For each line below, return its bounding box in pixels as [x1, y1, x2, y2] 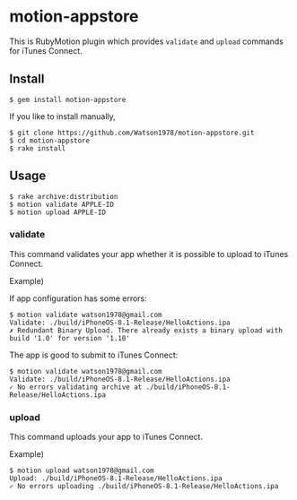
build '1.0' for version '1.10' [9, 333, 130, 342]
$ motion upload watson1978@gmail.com [9, 466, 154, 476]
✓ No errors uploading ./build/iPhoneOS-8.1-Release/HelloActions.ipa [9, 482, 279, 491]
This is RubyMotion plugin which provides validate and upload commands [9, 36, 284, 47]
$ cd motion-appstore [9, 136, 91, 145]
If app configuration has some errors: [9, 293, 148, 304]
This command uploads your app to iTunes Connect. [9, 432, 204, 443]
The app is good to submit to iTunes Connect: [9, 349, 179, 360]
